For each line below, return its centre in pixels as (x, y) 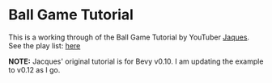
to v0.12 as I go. (34, 69)
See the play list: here (45, 45)
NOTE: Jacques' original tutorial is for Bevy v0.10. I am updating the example (136, 61)
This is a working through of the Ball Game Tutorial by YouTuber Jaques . (129, 37)
